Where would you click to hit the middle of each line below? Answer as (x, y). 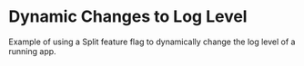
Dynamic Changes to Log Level (128, 17)
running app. (32, 51)
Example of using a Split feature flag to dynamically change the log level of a (152, 42)
